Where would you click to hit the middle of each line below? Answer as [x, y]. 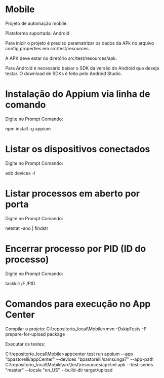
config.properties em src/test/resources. [48, 48]
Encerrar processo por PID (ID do [76, 248]
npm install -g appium [28, 128]
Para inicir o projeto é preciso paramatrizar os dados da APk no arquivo [80, 43]
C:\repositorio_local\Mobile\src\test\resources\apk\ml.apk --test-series [79, 364]
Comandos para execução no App [78, 304]
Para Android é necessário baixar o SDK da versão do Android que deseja [82, 68]
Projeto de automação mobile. [37, 23]
